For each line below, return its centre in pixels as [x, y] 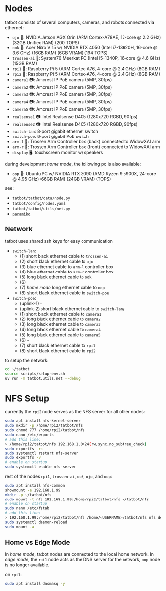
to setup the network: [27, 360]
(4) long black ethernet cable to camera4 [60, 329]
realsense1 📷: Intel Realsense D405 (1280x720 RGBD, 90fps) [75, 116]
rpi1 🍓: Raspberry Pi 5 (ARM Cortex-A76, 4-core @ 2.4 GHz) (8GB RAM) [86, 68]
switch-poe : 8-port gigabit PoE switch [50, 136]
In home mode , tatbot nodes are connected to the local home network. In [80, 554]
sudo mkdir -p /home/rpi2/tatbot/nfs [44, 426]
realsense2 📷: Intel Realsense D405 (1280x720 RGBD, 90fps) [75, 124]
